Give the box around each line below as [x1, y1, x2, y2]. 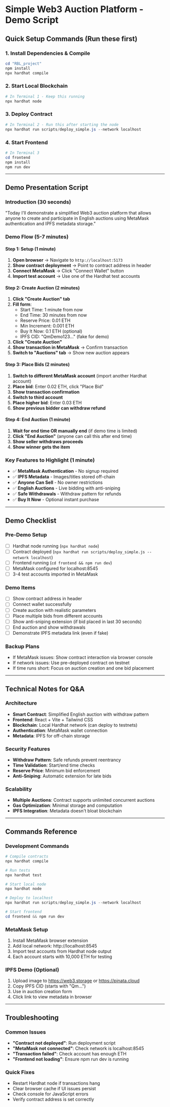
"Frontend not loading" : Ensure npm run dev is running [12, 1056, 129, 1062]
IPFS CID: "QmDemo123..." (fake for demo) [20, 334, 109, 340]
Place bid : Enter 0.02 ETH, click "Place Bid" [12, 383, 104, 389]
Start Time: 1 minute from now [20, 307, 83, 313]
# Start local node [5, 882, 47, 887]
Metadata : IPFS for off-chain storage [12, 732, 90, 739]
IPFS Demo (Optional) [5, 966, 59, 973]
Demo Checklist [5, 516, 57, 525]
